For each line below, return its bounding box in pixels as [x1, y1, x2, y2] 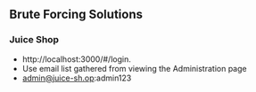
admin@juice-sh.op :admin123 [21, 73, 132, 83]
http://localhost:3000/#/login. [21, 53, 131, 65]
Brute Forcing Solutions [9, 7, 143, 22]
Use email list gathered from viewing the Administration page [21, 63, 247, 73]
